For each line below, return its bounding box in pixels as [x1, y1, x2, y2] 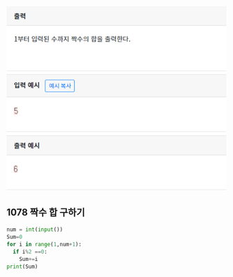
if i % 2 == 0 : [13, 248, 48, 255]
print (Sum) [6, 263, 38, 270]
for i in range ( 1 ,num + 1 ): [6, 241, 82, 248]
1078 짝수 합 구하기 [6, 206, 85, 218]
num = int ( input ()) [6, 226, 63, 233]
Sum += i [19, 255, 38, 262]
